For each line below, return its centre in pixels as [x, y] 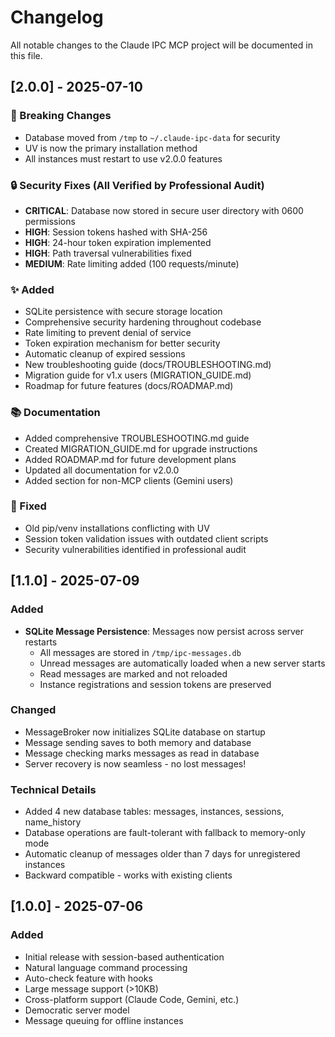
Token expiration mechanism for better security [122, 343]
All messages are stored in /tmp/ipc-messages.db [140, 652]
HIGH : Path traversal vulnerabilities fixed [108, 253]
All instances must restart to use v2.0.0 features [123, 158]
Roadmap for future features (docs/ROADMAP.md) [129, 386]
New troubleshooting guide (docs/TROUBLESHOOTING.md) [148, 365]
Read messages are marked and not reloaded [133, 673]
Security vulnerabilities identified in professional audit [135, 549]
